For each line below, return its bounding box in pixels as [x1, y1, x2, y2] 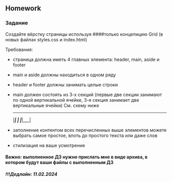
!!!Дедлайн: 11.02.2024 [5, 171, 58, 177]
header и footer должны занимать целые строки [12, 81, 118, 87]
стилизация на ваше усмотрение [12, 142, 85, 148]
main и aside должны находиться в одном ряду [12, 72, 116, 78]
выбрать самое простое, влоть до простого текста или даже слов [12, 132, 158, 139]
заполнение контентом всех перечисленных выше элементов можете [12, 127, 167, 133]
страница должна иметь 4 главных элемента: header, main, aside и [12, 56, 160, 62]
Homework [5, 4, 41, 13]
